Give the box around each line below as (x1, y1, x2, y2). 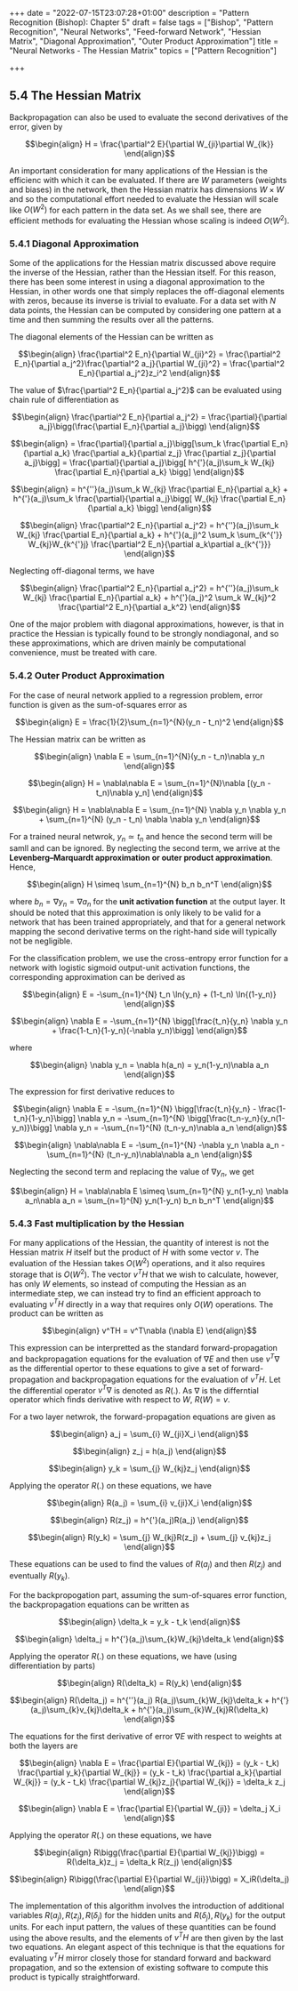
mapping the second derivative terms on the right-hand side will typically (9, 927, 278, 937)
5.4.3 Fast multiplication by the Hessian (9, 1217, 185, 1230)
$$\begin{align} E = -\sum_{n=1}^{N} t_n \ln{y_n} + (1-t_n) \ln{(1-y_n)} (21, 989, 278, 1000)
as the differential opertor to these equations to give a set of (9, 1363, 230, 1374)
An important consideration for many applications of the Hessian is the (9, 165, 269, 176)
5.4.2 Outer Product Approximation (9, 670, 165, 682)
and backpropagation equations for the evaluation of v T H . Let (55, 1373, 281, 1385)
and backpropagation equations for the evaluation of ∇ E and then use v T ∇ (9, 1352, 280, 1364)
